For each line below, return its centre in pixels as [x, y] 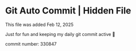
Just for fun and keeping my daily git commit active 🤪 [60, 34]
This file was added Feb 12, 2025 [39, 24]
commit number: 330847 [31, 44]
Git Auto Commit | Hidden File [68, 11]
